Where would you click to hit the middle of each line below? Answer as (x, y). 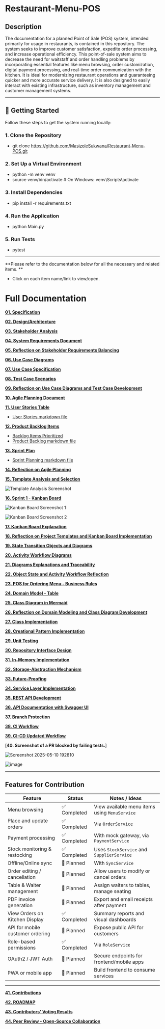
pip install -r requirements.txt (41, 203)
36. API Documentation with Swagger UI (47, 707)
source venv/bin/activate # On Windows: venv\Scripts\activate (75, 180)
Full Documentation (46, 299)
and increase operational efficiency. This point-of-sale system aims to (76, 54)
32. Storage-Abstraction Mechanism (43, 669)
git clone (21, 146)
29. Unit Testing (22, 641)
